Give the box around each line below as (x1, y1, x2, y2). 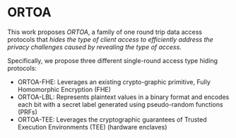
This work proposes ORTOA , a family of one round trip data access (7, 28, 203, 36)
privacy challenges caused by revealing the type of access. (7, 42, 182, 51)
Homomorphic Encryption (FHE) (17, 85, 112, 93)
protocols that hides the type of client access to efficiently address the (7, 35, 213, 43)
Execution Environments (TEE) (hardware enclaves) (17, 122, 167, 131)
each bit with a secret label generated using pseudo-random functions (17, 100, 224, 108)
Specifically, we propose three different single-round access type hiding (7, 56, 218, 64)
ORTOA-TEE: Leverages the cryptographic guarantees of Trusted (17, 115, 207, 124)
